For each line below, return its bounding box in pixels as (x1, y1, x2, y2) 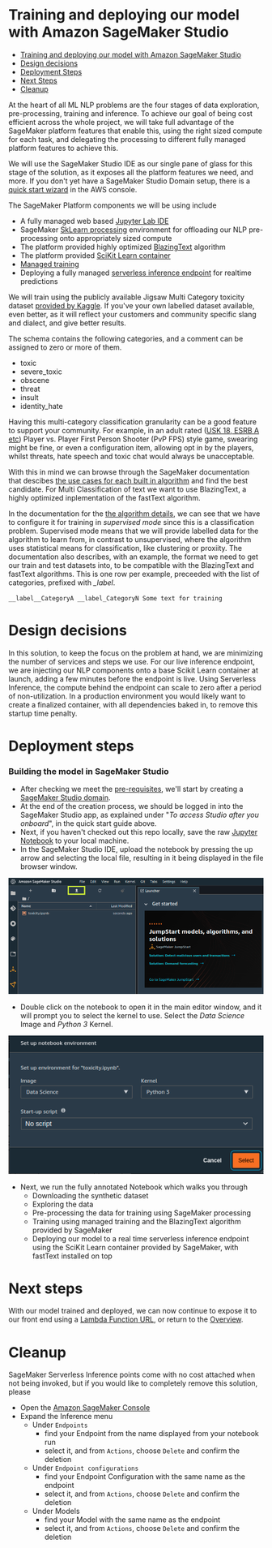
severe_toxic (19, 367, 62, 376)
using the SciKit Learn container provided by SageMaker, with (32, 1242, 239, 1252)
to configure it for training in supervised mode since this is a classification (8, 517, 255, 527)
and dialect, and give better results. (8, 318, 127, 328)
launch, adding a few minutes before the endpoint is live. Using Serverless (8, 673, 257, 683)
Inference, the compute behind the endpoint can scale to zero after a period (8, 682, 261, 692)
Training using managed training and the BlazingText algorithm (32, 1216, 241, 1226)
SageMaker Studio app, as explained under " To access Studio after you (19, 810, 259, 820)
